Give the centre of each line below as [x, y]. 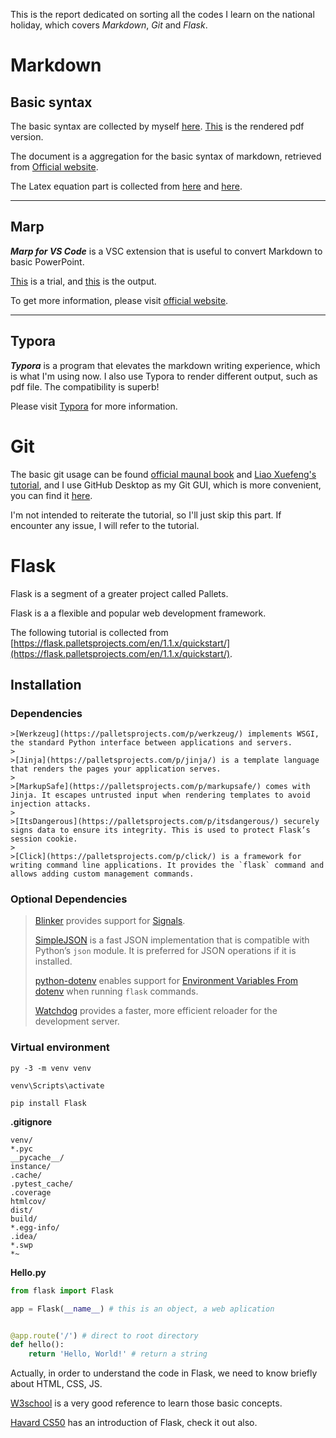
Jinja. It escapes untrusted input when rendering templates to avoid [160, 795]
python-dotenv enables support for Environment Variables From [166, 981]
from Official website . [54, 167]
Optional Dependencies [69, 899]
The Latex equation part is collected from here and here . [126, 186]
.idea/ [24, 1236]
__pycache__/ [37, 1157]
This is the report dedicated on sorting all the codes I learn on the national [162, 14]
